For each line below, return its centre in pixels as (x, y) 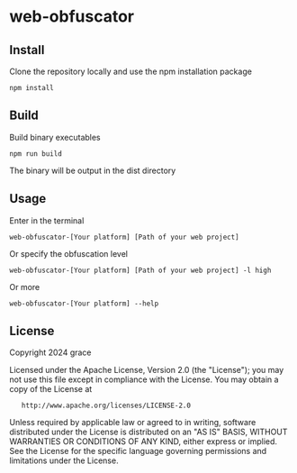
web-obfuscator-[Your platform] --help (84, 304)
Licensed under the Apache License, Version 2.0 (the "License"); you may (147, 370)
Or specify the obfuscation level (69, 253)
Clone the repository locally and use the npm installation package (130, 71)
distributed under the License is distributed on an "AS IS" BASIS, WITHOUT (148, 432)
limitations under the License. (64, 460)
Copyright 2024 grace (50, 352)
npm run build (36, 154)
